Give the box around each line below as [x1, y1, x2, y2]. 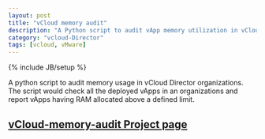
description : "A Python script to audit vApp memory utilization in [8, 26, 238, 34]
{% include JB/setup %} [8, 62, 87, 72]
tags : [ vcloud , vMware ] [8, 41, 87, 49]
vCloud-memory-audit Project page [8, 118, 188, 131]
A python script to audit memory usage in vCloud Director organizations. [8, 78, 244, 88]
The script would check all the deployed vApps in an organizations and [8, 86, 238, 96]
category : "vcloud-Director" [8, 33, 104, 42]
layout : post [8, 11, 51, 20]
